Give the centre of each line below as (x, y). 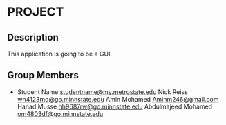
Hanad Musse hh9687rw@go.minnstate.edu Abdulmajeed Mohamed (115, 106)
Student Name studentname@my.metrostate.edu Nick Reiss (102, 92)
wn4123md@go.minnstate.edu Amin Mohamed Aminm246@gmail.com (118, 99)
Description (33, 37)
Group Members (43, 75)
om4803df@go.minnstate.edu (60, 113)
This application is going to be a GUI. (60, 54)
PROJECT (36, 12)
